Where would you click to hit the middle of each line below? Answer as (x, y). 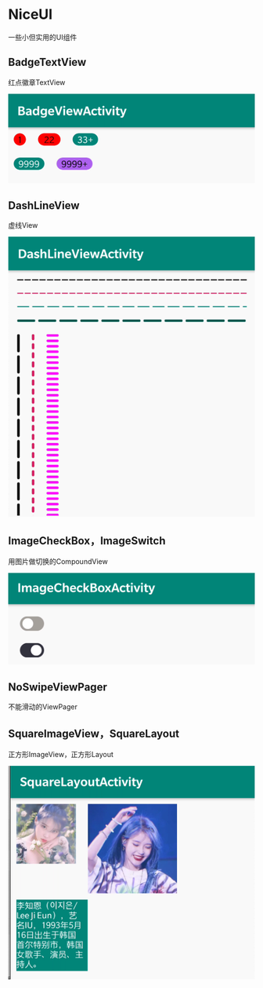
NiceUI (31, 15)
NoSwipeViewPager (58, 687)
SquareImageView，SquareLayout (94, 734)
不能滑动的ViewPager (43, 707)
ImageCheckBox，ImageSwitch (87, 541)
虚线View (23, 225)
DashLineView (44, 205)
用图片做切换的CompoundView (58, 561)
